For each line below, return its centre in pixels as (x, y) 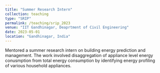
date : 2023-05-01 (23, 32)
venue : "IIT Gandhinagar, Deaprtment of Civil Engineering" (67, 28)
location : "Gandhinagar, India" (38, 37)
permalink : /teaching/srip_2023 (38, 23)
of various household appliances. (38, 65)
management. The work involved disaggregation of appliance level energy (79, 55)
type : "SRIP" (18, 18)
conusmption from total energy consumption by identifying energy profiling (80, 60)
